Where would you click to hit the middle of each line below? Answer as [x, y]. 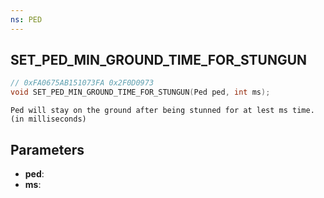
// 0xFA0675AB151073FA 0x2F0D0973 [82, 83]
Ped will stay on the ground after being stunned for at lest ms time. [162, 111]
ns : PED [26, 19]
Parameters [47, 149]
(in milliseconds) [48, 119]
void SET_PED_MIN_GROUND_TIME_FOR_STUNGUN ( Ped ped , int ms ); [140, 92]
